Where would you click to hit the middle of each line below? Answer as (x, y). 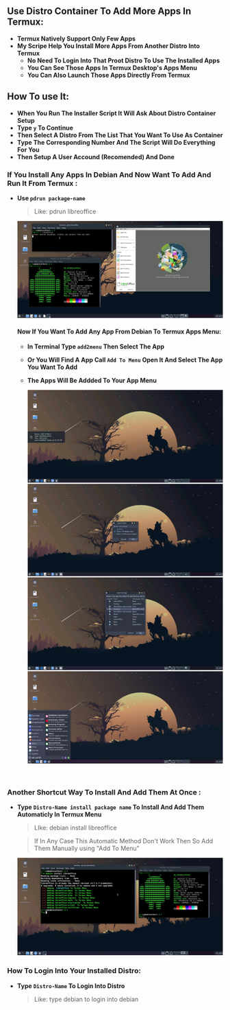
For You (28, 150)
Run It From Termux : (42, 183)
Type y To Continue (45, 128)
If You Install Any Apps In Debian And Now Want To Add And (109, 174)
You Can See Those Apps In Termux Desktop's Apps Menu (112, 67)
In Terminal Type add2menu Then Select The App (96, 347)
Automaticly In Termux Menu (59, 814)
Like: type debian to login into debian (86, 999)
